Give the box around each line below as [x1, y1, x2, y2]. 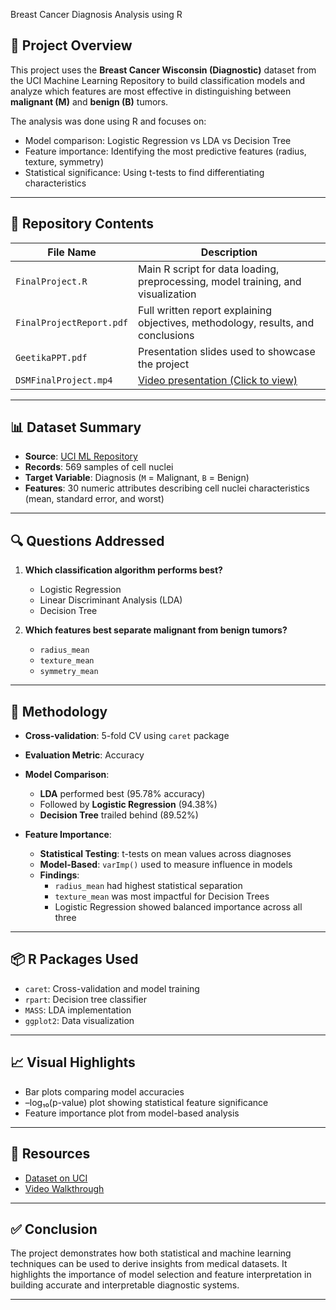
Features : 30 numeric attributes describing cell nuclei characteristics [24, 482, 310, 494]
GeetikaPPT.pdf [15, 352, 88, 363]
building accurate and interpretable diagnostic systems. [10, 1279, 240, 1291]
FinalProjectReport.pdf [15, 317, 129, 328]
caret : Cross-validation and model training [24, 982, 200, 994]
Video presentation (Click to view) [138, 373, 298, 387]
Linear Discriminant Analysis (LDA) [39, 594, 183, 606]
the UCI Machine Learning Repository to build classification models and [10, 74, 306, 86]
